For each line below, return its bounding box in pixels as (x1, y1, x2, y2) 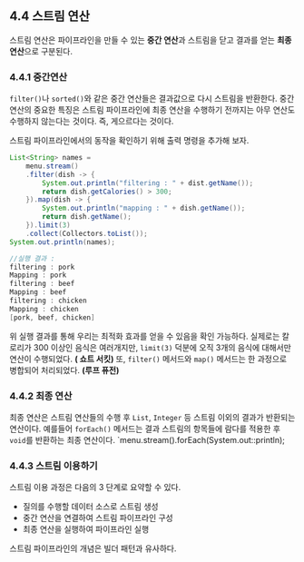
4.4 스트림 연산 (9, 8, 91, 25)
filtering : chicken (9, 296, 88, 306)
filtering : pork (9, 262, 75, 271)
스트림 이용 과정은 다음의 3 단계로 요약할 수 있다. (9, 482, 181, 493)
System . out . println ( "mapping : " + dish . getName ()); (42, 203, 246, 213)
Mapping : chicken (9, 304, 79, 313)
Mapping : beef (9, 288, 67, 297)
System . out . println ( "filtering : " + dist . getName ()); (42, 178, 254, 188)
